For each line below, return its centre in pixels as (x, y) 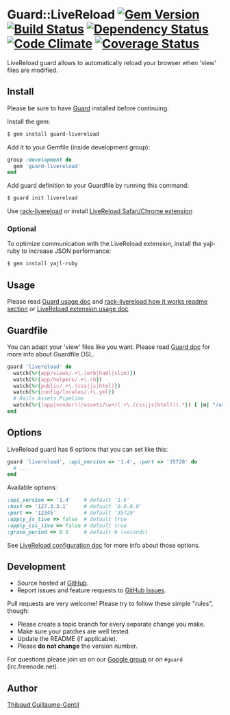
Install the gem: (29, 121)
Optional (22, 229)
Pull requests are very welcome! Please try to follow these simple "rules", (110, 604)
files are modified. (33, 70)
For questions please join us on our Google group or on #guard (95, 659)
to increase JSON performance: (66, 251)
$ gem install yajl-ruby (42, 264)
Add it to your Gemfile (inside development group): (79, 147)
